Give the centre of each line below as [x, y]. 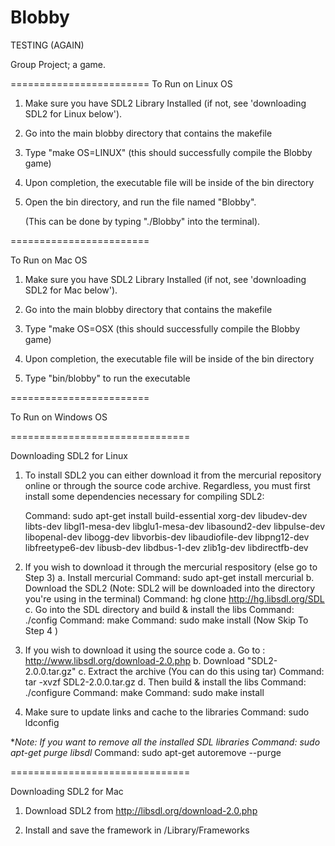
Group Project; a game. [58, 64]
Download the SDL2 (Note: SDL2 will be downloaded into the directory [170, 588]
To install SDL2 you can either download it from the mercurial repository [173, 475]
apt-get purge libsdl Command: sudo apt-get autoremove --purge [146, 752]
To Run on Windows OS [59, 417]
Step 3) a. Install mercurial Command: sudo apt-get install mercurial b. [169, 577]
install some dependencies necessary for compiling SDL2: [144, 496]
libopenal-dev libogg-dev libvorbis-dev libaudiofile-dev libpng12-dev [167, 537]
